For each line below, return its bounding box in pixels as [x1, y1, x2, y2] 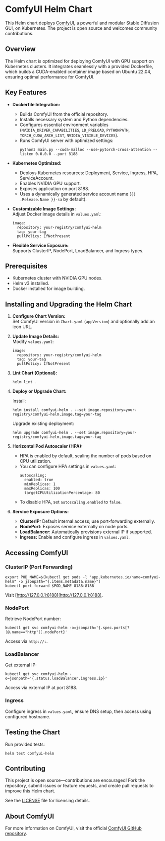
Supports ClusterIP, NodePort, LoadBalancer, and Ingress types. [12, 247, 144, 254]
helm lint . [12, 380, 37, 385]
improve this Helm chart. [5, 788, 55, 794]
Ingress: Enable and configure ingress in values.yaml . [19, 534, 130, 540]
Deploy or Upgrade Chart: [12, 388, 67, 394]
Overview [5, 45, 36, 53]
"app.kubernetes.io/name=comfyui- [89, 574, 161, 579]
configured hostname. [5, 713, 51, 719]
